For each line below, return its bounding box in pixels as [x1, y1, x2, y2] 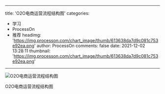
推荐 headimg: [12, 32, 42, 38]
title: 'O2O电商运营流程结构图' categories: [5, 10, 90, 16]
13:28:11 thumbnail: [12, 48, 51, 54]
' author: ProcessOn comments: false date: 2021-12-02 [34, 43, 145, 48]
